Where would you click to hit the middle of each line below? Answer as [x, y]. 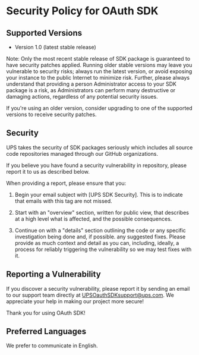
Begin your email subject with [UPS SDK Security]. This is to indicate [99, 194]
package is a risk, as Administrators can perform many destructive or [91, 90]
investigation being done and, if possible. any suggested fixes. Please [100, 237]
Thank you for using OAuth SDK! [46, 313]
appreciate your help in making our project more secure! [75, 301]
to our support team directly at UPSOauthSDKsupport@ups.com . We [90, 295]
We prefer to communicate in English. [52, 345]
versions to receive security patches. [51, 114]
